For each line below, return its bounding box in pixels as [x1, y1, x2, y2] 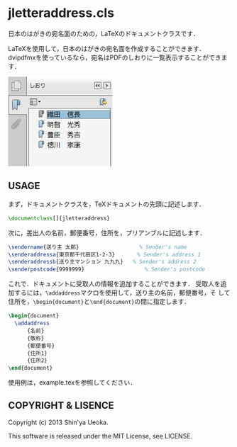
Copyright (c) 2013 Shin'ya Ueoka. [8, 418, 109, 426]
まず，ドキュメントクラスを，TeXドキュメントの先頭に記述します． [8, 200, 205, 208]
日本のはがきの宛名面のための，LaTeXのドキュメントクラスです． [8, 29, 199, 38]
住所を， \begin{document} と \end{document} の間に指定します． [8, 298, 191, 306]
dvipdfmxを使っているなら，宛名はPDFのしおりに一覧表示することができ [8, 53, 222, 62]
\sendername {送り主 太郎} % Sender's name [8, 243, 187, 251]
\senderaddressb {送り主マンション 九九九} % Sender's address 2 [8, 259, 197, 266]
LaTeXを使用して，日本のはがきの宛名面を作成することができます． [8, 44, 206, 52]
